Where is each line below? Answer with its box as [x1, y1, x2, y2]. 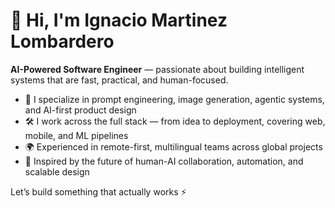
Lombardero [10, 30, 115, 53]
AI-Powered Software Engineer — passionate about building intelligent [10, 63, 305, 75]
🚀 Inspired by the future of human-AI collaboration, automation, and [24, 155, 304, 167]
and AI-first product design [24, 104, 137, 116]
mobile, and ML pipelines [24, 129, 129, 141]
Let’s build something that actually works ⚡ [10, 185, 187, 198]
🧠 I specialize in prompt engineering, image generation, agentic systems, [24, 93, 325, 105]
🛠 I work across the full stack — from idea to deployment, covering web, [24, 115, 326, 127]
